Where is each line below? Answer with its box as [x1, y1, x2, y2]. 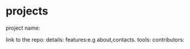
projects [5, 4, 49, 18]
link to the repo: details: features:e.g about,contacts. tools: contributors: [5, 36, 185, 43]
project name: [5, 24, 41, 31]
